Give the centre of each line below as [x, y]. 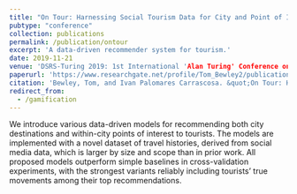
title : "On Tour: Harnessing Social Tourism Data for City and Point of [146, 17]
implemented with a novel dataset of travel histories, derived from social [141, 143]
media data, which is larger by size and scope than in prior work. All [133, 153]
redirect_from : [37, 91]
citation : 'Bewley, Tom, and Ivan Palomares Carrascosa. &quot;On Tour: [146, 83]
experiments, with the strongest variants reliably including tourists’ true [138, 171]
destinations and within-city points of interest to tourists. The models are [141, 134]
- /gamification [47, 99]
